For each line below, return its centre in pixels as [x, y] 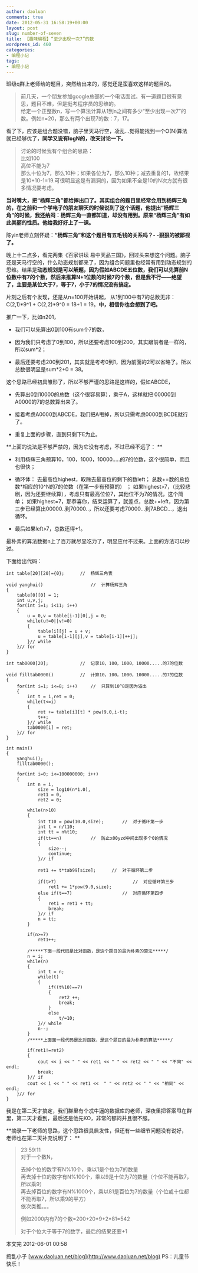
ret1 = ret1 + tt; [71, 904]
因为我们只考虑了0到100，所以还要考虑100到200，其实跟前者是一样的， [102, 342]
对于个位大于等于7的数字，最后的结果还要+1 [74, 1232]
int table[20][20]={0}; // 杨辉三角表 [60, 574]
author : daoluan [26, 12]
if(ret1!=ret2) [46, 1051]
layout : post [22, 28]
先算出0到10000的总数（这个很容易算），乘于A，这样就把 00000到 [95, 395]
